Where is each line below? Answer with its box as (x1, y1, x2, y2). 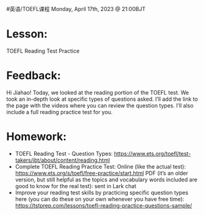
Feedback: (6, 69, 61, 82)
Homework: (6, 130, 67, 144)
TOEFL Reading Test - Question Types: (15, 150, 113, 157)
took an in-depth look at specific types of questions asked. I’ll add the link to (6, 95, 198, 103)
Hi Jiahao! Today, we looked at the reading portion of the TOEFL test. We (6, 89, 189, 96)
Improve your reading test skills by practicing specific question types (15, 189, 189, 196)
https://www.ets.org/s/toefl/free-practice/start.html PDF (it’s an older (15, 169, 189, 177)
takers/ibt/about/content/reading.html (15, 156, 110, 164)
